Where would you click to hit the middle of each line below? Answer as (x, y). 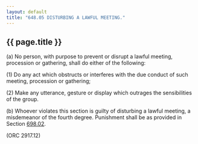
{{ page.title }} (34, 42)
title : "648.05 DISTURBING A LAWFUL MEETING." (66, 18)
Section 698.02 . (26, 124)
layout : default (27, 12)
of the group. (23, 99)
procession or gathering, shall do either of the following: (76, 63)
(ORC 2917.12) (24, 136)
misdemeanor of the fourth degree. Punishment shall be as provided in (94, 117)
